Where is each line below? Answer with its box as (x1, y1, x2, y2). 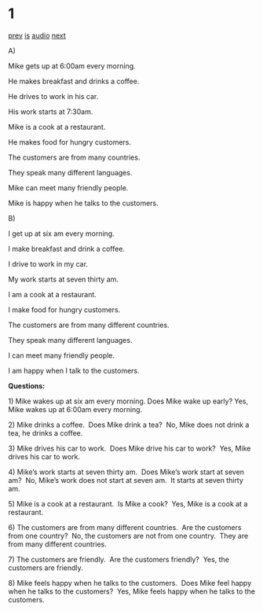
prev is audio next (8, 31, 67, 40)
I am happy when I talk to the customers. (8, 366, 140, 375)
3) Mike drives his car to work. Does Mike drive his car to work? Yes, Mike (8, 444, 251, 453)
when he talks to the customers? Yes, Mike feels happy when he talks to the (8, 587, 256, 596)
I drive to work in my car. (8, 259, 89, 268)
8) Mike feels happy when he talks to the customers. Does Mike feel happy (8, 578, 252, 587)
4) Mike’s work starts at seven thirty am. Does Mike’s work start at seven (8, 467, 245, 477)
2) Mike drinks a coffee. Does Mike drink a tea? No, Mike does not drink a (8, 420, 250, 429)
